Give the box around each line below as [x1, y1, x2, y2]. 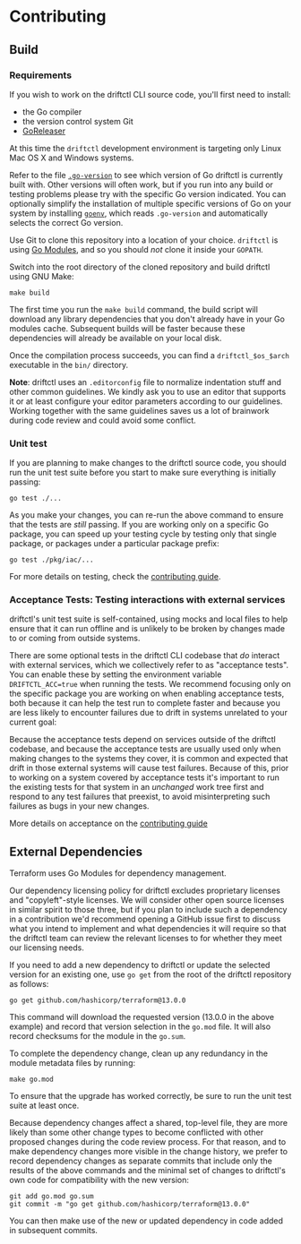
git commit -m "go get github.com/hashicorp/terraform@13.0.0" [9, 1200, 251, 1209]
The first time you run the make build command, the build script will [9, 304, 258, 314]
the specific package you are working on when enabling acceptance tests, [9, 688, 285, 699]
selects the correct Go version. [9, 217, 124, 227]
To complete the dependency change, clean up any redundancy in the [9, 1048, 269, 1059]
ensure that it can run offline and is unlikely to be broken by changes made [9, 623, 285, 634]
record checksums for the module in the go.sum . [9, 1031, 186, 1042]
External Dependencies [9, 844, 143, 859]
